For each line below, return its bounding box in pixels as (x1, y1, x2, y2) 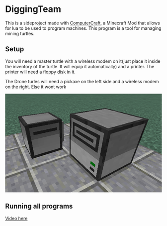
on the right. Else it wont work (5, 84, 67, 90)
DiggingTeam (5, 3, 61, 15)
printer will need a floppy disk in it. (5, 69, 76, 75)
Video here (5, 215, 28, 221)
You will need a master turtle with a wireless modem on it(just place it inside (5, 58, 161, 64)
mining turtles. (5, 30, 35, 36)
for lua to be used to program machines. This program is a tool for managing (5, 25, 162, 31)
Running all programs (5, 202, 73, 211)
